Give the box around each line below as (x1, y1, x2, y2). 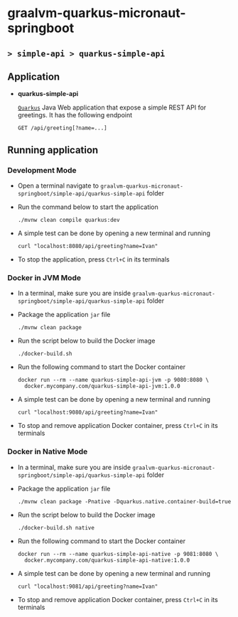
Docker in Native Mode (7, 446, 88, 456)
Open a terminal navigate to (17, 181, 99, 190)
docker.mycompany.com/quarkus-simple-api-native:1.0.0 (24, 557, 190, 564)
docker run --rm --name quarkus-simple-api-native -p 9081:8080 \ (17, 550, 219, 557)
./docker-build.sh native (17, 524, 94, 531)
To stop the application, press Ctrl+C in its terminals (17, 255, 170, 264)
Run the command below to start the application (17, 203, 158, 211)
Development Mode (7, 165, 77, 175)
